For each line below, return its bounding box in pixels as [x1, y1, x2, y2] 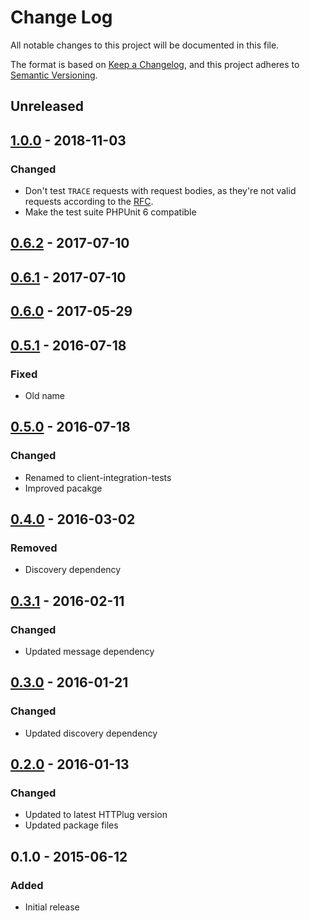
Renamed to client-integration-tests [24, 471, 172, 483]
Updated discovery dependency [24, 727, 158, 739]
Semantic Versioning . [10, 69, 98, 81]
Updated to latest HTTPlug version [24, 809, 168, 821]
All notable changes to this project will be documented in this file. [10, 39, 280, 51]
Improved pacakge [24, 482, 103, 494]
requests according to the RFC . [24, 196, 154, 208]
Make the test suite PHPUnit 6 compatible [24, 206, 197, 218]
